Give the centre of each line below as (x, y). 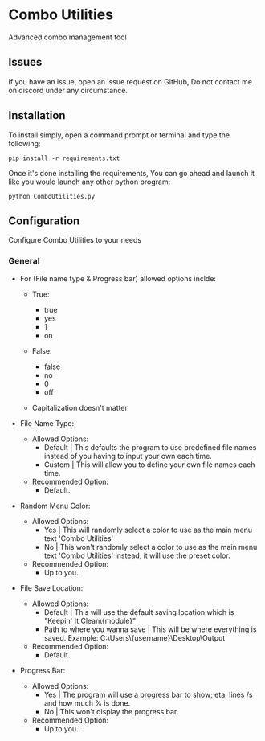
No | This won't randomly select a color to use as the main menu (151, 547)
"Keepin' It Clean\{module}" (90, 620)
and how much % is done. (87, 703)
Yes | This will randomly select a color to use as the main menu (148, 530)
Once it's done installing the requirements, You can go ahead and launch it (132, 173)
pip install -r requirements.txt (64, 158)
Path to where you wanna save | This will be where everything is (150, 629)
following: (24, 143)
